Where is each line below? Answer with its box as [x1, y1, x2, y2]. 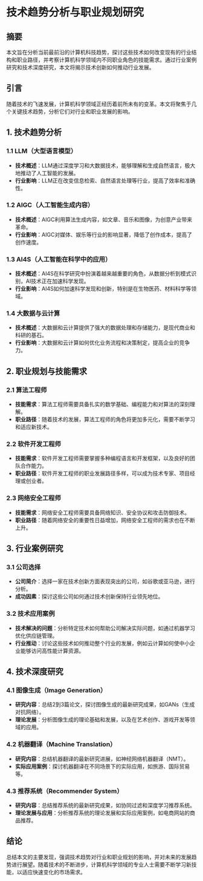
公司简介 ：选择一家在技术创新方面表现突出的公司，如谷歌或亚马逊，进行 [14, 578, 195, 585]
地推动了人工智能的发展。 [14, 169, 79, 176]
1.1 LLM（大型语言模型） [6, 147, 77, 155]
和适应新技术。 [14, 424, 53, 431]
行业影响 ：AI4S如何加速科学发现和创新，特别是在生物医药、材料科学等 [14, 285, 192, 292]
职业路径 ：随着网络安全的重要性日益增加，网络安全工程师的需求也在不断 [14, 516, 195, 523]
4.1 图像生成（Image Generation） [6, 686, 107, 694]
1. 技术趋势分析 [6, 127, 62, 138]
